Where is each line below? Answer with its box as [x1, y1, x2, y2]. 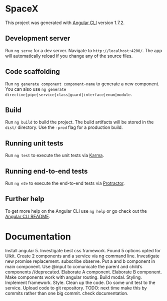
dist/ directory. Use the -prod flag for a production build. [5, 124, 123, 130]
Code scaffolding [5, 67, 60, 76]
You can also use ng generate [5, 86, 66, 92]
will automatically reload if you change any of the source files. [5, 53, 133, 59]
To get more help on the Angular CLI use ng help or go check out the [5, 208, 147, 214]
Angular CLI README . [5, 213, 50, 219]
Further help [5, 195, 45, 203]
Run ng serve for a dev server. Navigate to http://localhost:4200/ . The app [5, 47, 162, 53]
